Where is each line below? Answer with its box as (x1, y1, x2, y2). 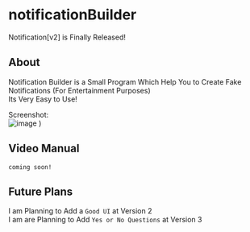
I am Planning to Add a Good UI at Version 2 (8, 206, 152, 216)
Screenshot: (8, 110, 49, 119)
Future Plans (8, 184, 73, 198)
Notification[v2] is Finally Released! (8, 32, 127, 42)
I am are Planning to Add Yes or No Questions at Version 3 (8, 215, 202, 225)
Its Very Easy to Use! (8, 94, 78, 104)
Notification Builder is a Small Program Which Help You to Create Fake (8, 77, 242, 86)
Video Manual (8, 142, 80, 155)
